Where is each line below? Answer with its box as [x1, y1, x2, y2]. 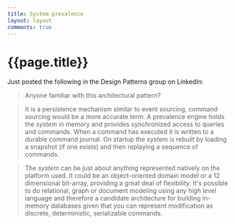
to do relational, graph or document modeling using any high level [24, 186, 217, 195]
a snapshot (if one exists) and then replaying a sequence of [24, 142, 198, 151]
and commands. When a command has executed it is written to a [24, 128, 214, 136]
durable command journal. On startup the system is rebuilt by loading [24, 135, 227, 144]
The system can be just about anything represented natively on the [24, 164, 221, 172]
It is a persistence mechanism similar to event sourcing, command [24, 105, 218, 113]
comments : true [7, 23, 52, 30]
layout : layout [7, 17, 52, 24]
